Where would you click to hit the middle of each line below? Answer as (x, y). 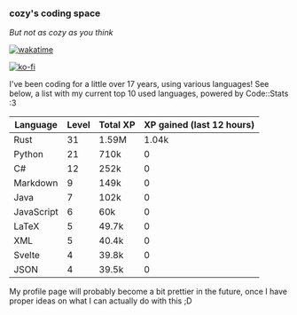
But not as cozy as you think (61, 33)
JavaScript (36, 212)
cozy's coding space (55, 13)
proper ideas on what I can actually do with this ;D (101, 301)
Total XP (117, 125)
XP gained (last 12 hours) (199, 125)
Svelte (27, 256)
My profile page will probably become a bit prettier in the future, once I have (148, 292)
